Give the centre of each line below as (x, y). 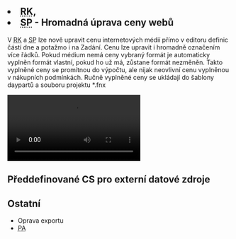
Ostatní (24, 203)
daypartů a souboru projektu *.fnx (57, 85)
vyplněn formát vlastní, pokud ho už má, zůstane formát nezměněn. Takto (115, 62)
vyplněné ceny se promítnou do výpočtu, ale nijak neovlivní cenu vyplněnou (118, 69)
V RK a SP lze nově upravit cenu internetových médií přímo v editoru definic (118, 40)
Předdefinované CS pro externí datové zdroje (109, 180)
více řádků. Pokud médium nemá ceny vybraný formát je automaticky (109, 54)
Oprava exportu (40, 221)
